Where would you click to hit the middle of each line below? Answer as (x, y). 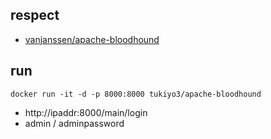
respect (35, 15)
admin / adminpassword (74, 123)
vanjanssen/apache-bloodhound (92, 39)
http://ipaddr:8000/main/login (86, 112)
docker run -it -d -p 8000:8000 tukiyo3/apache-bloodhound (136, 94)
